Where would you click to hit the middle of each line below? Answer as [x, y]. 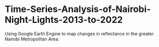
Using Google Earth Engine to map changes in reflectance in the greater [79, 33]
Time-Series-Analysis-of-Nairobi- [78, 9]
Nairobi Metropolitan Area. [32, 39]
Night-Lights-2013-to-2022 [64, 20]
